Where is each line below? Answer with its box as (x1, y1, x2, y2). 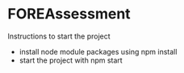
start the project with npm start (19, 55, 123, 65)
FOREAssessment (7, 5, 131, 23)
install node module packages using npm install (19, 47, 178, 56)
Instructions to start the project (7, 31, 111, 41)
